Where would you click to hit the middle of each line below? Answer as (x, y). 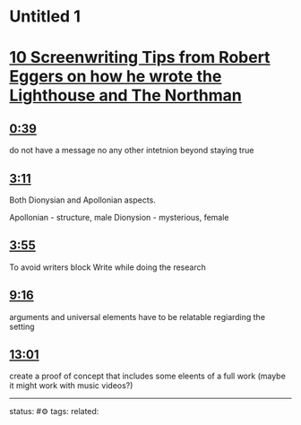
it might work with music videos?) (71, 386)
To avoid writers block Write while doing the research (107, 267)
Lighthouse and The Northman (125, 95)
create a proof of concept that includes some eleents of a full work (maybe (148, 376)
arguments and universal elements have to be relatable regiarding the (138, 317)
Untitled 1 (45, 17)
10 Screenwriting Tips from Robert (140, 58)
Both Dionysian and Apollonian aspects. (83, 200)
